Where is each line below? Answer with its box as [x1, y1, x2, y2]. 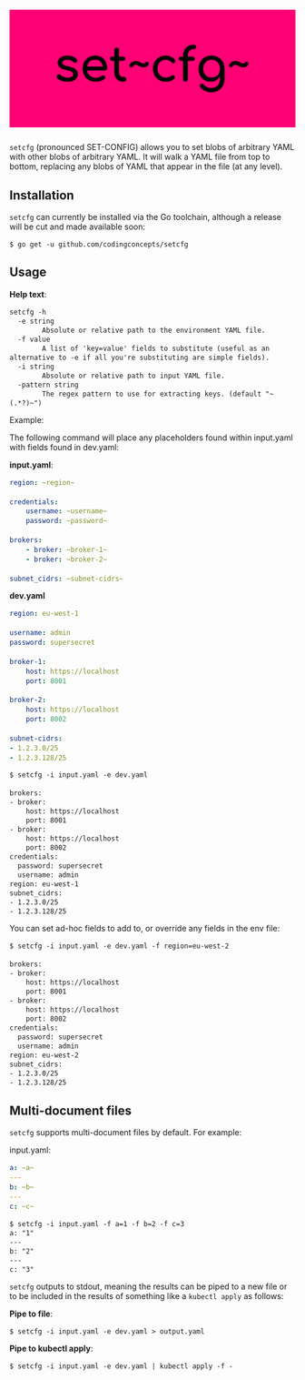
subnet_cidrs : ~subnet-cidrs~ [9, 574, 124, 583]
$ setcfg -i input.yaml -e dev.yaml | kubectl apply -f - [9, 1361, 233, 1371]
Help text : [9, 288, 47, 299]
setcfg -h [9, 307, 47, 317]
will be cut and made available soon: [9, 221, 145, 232]
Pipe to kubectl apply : [9, 1343, 93, 1354]
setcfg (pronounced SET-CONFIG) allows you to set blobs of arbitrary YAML [9, 142, 295, 153]
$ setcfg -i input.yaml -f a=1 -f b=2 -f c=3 [9, 1219, 184, 1228]
